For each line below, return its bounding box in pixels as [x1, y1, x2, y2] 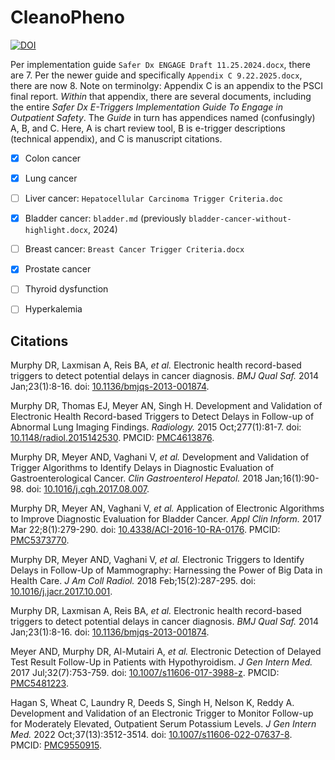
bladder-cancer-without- [188, 214, 292, 225]
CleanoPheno [10, 6, 125, 29]
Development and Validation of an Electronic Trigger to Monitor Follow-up [10, 707, 314, 720]
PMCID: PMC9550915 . [10, 739, 102, 751]
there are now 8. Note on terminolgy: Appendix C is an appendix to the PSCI [10, 79, 323, 91]
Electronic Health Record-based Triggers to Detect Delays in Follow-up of [10, 411, 315, 423]
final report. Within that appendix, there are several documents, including [10, 90, 312, 102]
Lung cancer [24, 172, 78, 184]
